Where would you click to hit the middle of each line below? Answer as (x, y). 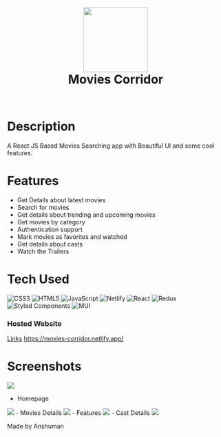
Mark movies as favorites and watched (72, 236)
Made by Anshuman (35, 426)
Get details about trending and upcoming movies (86, 215)
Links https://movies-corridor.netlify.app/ (65, 339)
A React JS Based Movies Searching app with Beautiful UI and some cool (111, 146)
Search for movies (43, 207)
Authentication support (50, 229)
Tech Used (39, 279)
